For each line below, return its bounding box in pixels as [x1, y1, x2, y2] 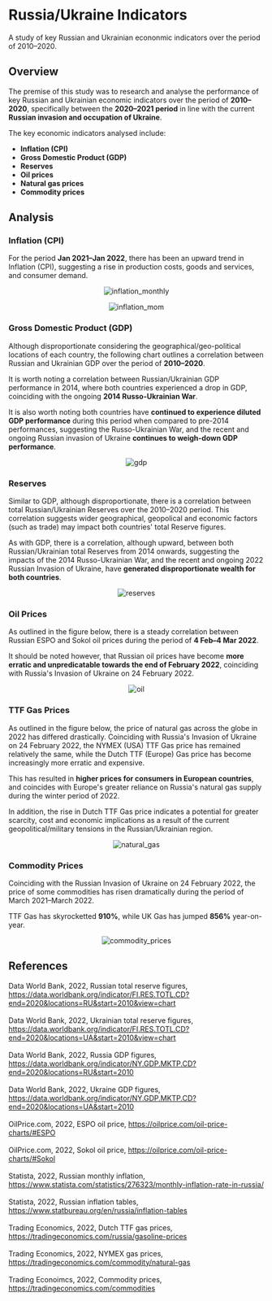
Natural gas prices [19, 178, 84, 188]
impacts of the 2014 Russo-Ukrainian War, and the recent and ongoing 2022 [8, 555, 264, 565]
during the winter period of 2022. [8, 790, 120, 800]
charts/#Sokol [8, 1153, 55, 1164]
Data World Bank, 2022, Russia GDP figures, [8, 1050, 157, 1060]
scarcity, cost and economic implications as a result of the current [8, 815, 230, 825]
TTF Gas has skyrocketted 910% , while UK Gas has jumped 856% [8, 911, 231, 920]
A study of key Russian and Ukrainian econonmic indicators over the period [8, 33, 261, 42]
